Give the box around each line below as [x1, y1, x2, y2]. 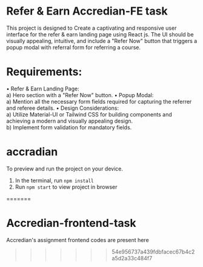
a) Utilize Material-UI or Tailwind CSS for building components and [6, 110, 173, 118]
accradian [6, 145, 58, 159]
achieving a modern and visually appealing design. [6, 117, 133, 124]
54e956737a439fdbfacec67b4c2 [111, 248, 195, 255]
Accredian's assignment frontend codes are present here [6, 236, 150, 243]
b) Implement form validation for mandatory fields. [6, 123, 132, 131]
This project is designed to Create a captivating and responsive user [6, 24, 177, 32]
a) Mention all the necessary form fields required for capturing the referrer [6, 98, 192, 105]
